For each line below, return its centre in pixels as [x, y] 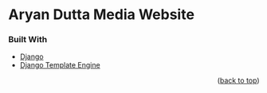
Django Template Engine [60, 65]
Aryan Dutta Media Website [102, 15]
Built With [28, 40]
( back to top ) [238, 80]
